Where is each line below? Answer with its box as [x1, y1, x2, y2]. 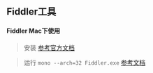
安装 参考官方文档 [23, 43, 75, 51]
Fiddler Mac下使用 [6, 26, 61, 35]
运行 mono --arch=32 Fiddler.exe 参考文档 [23, 58, 146, 67]
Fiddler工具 [6, 6, 57, 18]
